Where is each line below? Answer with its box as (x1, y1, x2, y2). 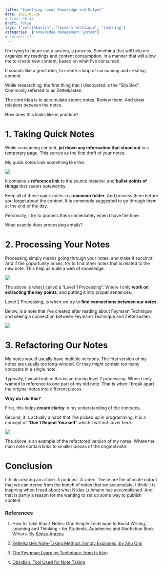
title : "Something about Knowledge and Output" (5, 7, 104, 12)
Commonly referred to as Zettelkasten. (5, 87, 83, 93)
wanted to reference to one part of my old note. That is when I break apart (5, 381, 155, 387)
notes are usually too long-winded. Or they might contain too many (5, 361, 140, 366)
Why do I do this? (5, 395, 41, 401)
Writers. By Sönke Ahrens (12, 530, 64, 537)
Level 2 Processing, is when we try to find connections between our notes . (5, 299, 158, 305)
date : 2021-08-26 (5, 12, 41, 17)
